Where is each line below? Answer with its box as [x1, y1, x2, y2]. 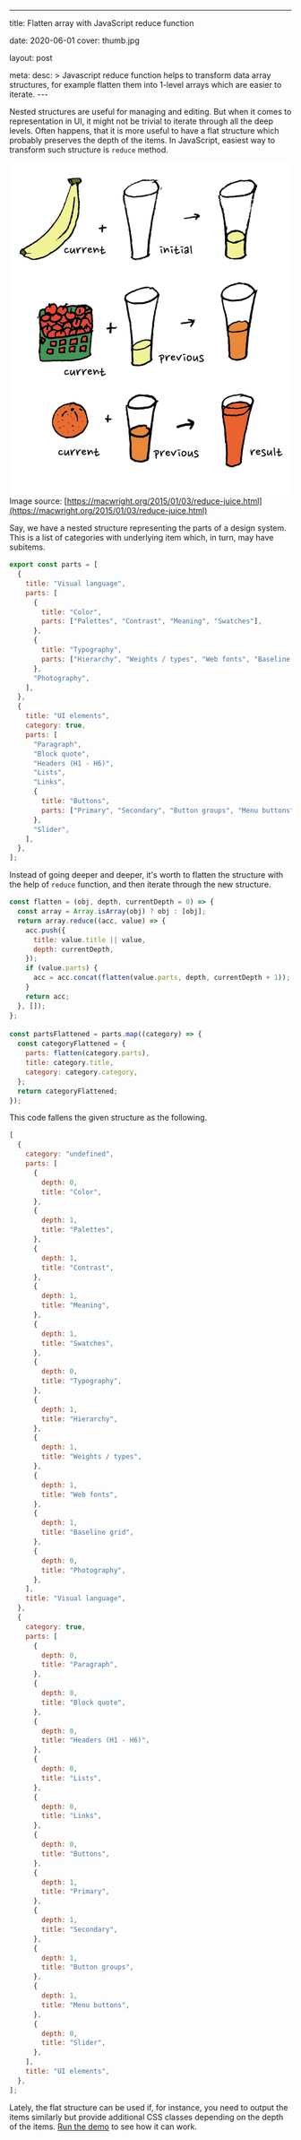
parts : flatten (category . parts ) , [25, 1049, 150, 1058]
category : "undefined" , [25, 1149, 115, 1159]
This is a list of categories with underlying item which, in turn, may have [9, 533, 274, 543]
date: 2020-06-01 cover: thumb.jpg [9, 35, 141, 46]
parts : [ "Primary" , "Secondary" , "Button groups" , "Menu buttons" [41, 806, 295, 815]
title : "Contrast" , [41, 1263, 115, 1272]
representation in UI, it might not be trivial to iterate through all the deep [9, 116, 274, 126]
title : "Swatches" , [41, 1339, 115, 1347]
